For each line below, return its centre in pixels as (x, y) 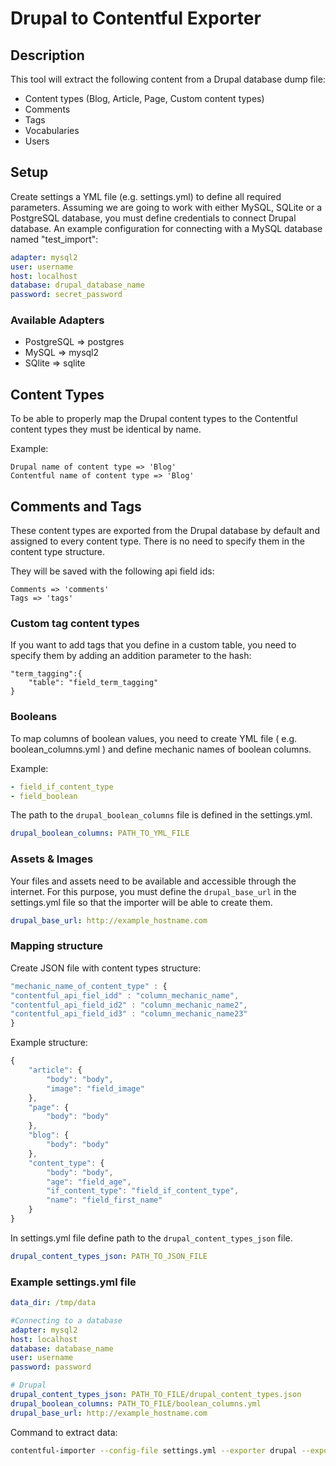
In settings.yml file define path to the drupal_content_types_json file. (151, 1238)
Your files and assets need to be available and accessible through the (153, 881)
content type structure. (58, 552)
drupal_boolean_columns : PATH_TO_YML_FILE (100, 833)
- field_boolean (44, 796)
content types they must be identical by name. (106, 429)
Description (47, 55)
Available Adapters (57, 320)
